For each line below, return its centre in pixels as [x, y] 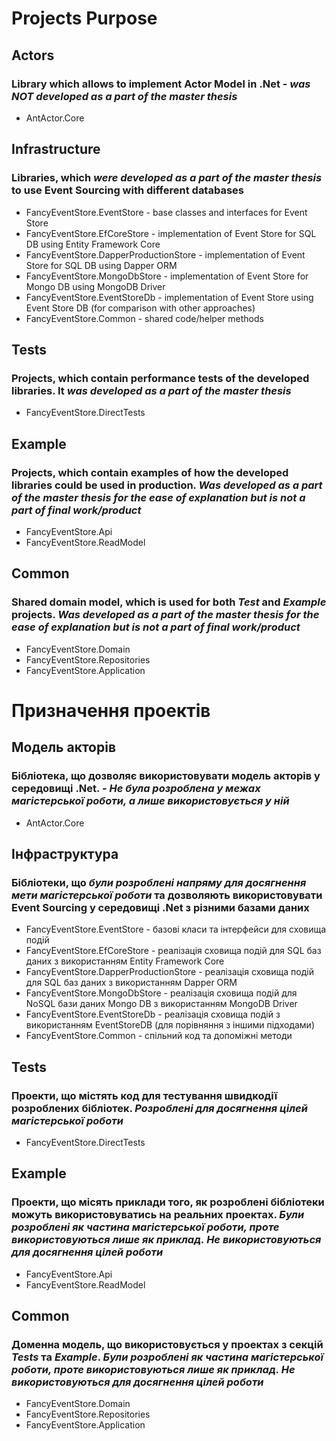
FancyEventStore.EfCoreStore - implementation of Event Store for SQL [171, 233]
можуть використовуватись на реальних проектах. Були [158, 1215]
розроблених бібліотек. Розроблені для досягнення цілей [159, 1108]
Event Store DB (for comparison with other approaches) [140, 308]
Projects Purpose [84, 18]
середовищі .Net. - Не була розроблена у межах [136, 789]
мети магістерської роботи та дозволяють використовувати [167, 895]
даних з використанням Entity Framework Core [125, 961]
